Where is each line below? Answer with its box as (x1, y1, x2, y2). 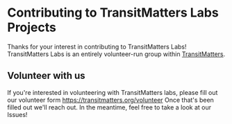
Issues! (7, 110, 28, 118)
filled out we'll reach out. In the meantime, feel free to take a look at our (7, 103, 212, 112)
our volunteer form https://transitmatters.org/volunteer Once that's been (7, 96, 214, 104)
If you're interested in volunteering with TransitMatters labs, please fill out (7, 88, 218, 96)
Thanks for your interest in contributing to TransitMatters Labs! (7, 42, 187, 51)
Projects (7, 19, 57, 35)
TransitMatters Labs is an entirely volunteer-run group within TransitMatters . (7, 50, 226, 58)
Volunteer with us (7, 70, 85, 82)
